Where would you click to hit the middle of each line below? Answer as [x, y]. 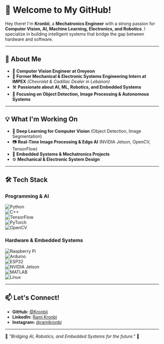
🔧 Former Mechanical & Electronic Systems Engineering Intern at [79, 76]
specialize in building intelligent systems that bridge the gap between [75, 34]
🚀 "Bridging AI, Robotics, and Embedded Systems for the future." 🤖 [72, 336]
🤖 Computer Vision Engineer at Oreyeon [53, 71]
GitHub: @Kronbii [30, 312]
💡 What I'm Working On [41, 119]
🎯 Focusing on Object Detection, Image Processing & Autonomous [81, 94]
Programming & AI [27, 196]
